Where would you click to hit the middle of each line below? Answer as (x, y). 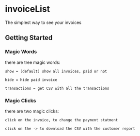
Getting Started (29, 38)
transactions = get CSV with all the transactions (57, 88)
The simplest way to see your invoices (43, 22)
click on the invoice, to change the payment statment (62, 120)
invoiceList (28, 9)
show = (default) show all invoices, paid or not (56, 71)
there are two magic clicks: (32, 111)
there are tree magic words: (33, 62)
